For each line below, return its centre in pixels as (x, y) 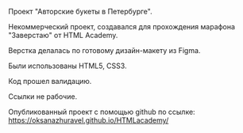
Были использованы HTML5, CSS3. (67, 66)
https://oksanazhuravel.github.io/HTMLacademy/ (89, 120)
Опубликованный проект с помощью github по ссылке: (102, 112)
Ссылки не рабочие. (43, 97)
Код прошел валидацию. (50, 81)
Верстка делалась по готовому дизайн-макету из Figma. (104, 50)
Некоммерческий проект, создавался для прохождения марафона (122, 27)
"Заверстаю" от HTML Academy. (63, 35)
